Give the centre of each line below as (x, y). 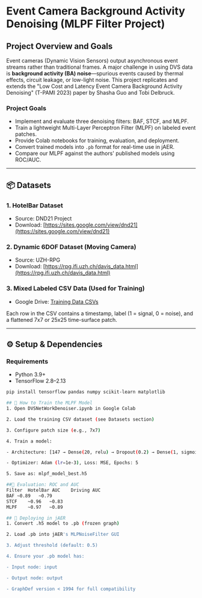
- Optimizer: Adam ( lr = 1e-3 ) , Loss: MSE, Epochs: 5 (72, 463)
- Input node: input (32, 567)
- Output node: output (35, 578)
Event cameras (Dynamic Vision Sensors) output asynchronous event (92, 61)
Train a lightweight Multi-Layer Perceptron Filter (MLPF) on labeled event (105, 128)
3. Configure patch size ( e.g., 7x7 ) (54, 430)
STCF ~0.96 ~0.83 (35, 502)
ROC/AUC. (28, 160)
